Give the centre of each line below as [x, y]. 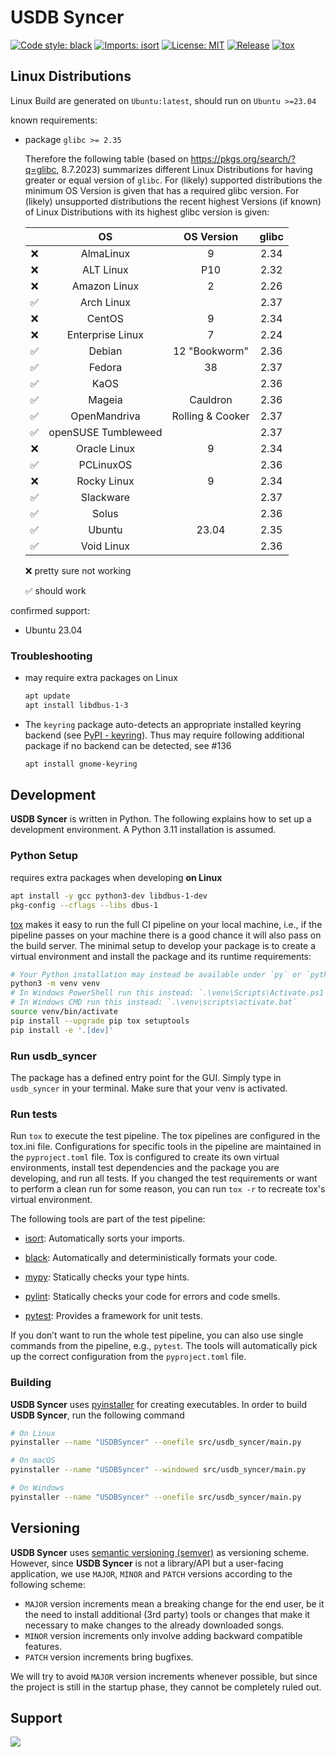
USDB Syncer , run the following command [97, 1415]
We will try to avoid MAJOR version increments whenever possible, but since [164, 1676]
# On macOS [33, 1461]
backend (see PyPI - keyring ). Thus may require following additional [164, 735]
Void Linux [105, 546]
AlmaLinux [105, 253]
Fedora [105, 367]
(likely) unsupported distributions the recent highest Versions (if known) [173, 201]
